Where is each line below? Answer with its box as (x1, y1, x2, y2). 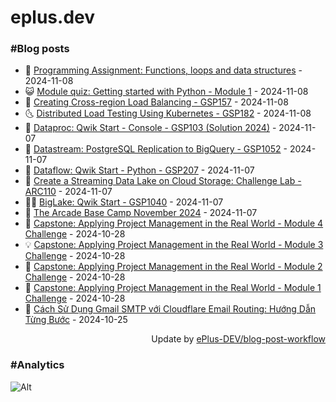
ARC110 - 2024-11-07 (24, 186, 113, 198)
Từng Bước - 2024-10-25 (24, 314, 128, 326)
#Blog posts (10, 42, 70, 56)
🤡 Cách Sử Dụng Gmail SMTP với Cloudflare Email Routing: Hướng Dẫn (24, 303, 317, 315)
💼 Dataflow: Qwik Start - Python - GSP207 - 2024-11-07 (24, 164, 255, 176)
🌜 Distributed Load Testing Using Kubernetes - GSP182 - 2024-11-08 (24, 107, 312, 120)
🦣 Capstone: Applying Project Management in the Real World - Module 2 (24, 261, 323, 273)
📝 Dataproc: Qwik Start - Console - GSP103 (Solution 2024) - (24, 122, 277, 134)
